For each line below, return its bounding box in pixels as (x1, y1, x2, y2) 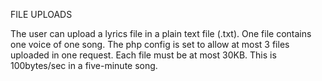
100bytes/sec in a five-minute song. (10, 60, 158, 71)
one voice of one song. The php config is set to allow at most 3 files (10, 39, 290, 50)
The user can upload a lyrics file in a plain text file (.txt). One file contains (10, 28, 312, 39)
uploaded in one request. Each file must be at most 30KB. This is (10, 49, 277, 61)
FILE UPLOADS (10, 9, 73, 20)
